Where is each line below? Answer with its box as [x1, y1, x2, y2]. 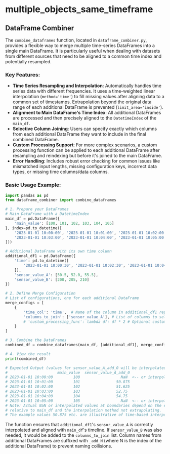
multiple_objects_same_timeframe [5, 4, 153, 15]
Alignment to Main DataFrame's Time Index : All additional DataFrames [12, 110, 161, 116]
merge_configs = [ [5, 300, 44, 306]
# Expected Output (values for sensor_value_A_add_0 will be [5, 365, 137, 370]
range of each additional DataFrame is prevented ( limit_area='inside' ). [12, 104, 163, 110]
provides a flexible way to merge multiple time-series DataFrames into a [5, 43, 155, 49]
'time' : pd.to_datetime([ [14, 258, 69, 264]
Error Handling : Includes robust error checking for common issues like [12, 158, 160, 164]
